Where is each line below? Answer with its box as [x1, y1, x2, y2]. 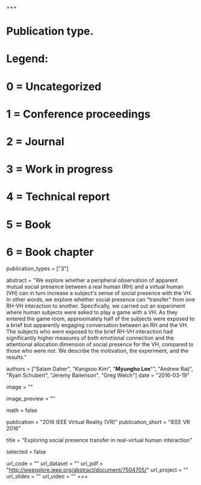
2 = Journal [6, 135, 64, 148]
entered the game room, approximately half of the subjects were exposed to [6, 315, 195, 323]
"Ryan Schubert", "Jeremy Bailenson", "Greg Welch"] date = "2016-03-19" [6, 372, 190, 379]
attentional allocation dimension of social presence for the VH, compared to [6, 341, 194, 348]
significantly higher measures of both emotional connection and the [6, 334, 175, 341]
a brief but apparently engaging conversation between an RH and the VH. [6, 322, 188, 329]
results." [6, 353, 27, 361]
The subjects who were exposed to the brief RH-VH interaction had [6, 328, 173, 335]
